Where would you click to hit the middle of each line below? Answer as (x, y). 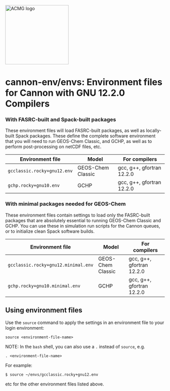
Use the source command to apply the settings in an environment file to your (85, 323)
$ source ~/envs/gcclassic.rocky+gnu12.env (52, 375)
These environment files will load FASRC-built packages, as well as (75, 131)
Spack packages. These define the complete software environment (86, 136)
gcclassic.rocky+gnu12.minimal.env (51, 265)
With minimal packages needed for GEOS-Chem (66, 204)
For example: (19, 365)
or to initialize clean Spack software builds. (50, 231)
